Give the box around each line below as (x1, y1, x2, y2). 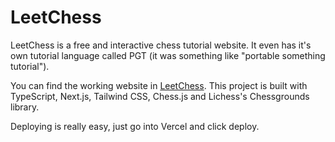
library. (10, 101, 40, 113)
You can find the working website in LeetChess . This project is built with (10, 79, 308, 91)
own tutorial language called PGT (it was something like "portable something (10, 49, 326, 61)
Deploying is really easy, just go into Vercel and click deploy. (10, 120, 260, 132)
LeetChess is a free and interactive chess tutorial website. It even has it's (10, 39, 312, 51)
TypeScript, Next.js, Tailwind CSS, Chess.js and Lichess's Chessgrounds (10, 90, 310, 102)
